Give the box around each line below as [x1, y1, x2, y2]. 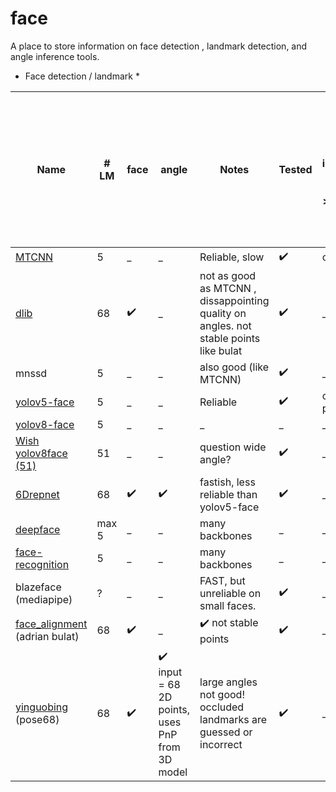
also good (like [199, 360, 270, 374]
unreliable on [199, 586, 262, 600]
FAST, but [199, 573, 246, 587]
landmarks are [199, 713, 267, 727]
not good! [199, 688, 245, 702]
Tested [278, 162, 313, 176]
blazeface [15, 580, 62, 594]
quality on [199, 306, 247, 320]
